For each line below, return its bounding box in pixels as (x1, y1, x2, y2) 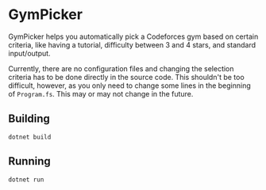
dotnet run (8, 176, 44, 184)
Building (8, 112, 50, 126)
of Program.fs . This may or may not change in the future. (8, 89, 194, 98)
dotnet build (8, 133, 52, 141)
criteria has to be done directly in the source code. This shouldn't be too (8, 72, 245, 82)
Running (8, 154, 52, 168)
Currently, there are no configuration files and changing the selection (8, 63, 234, 73)
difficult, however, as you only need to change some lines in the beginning (8, 81, 252, 90)
